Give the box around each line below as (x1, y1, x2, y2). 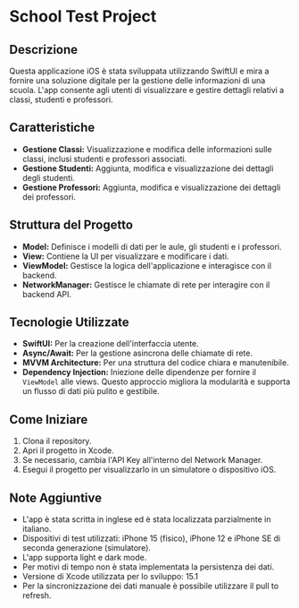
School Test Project (9, 6, 157, 27)
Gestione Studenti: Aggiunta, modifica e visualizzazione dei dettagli (21, 163, 274, 174)
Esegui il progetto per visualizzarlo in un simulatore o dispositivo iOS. (21, 464, 277, 475)
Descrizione (9, 42, 79, 57)
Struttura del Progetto (9, 218, 134, 233)
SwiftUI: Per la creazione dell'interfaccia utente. (21, 338, 199, 349)
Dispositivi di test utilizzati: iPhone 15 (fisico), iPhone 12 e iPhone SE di (21, 533, 281, 544)
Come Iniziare (9, 412, 88, 427)
